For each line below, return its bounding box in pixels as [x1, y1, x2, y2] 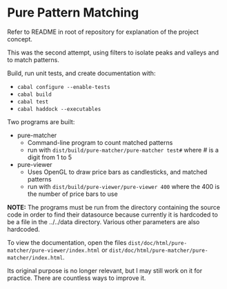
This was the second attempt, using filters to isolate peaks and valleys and [7, 48, 219, 57]
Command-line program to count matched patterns [27, 138, 173, 146]
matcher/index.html [7, 254, 63, 261]
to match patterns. [7, 55, 60, 63]
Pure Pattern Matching [7, 5, 139, 21]
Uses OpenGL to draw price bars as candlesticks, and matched [27, 168, 208, 176]
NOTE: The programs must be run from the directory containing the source [7, 203, 221, 211]
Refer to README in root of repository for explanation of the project [7, 28, 199, 36]
